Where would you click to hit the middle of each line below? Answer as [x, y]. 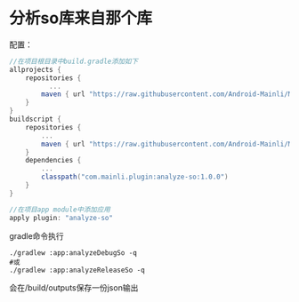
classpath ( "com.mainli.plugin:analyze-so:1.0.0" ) [135, 177]
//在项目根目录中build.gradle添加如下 [74, 61]
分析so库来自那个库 [81, 18]
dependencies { [53, 161]
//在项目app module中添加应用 [60, 210]
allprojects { [36, 69]
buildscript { [36, 119]
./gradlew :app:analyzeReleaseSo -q [77, 270]
